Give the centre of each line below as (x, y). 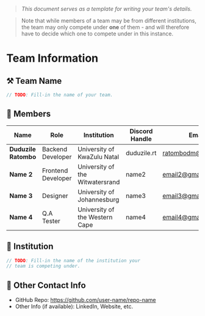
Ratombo (23, 156)
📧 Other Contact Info (46, 285)
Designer (55, 196)
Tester (51, 221)
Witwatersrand (99, 182)
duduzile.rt (141, 153)
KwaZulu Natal (98, 156)
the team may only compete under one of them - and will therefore (105, 27)
